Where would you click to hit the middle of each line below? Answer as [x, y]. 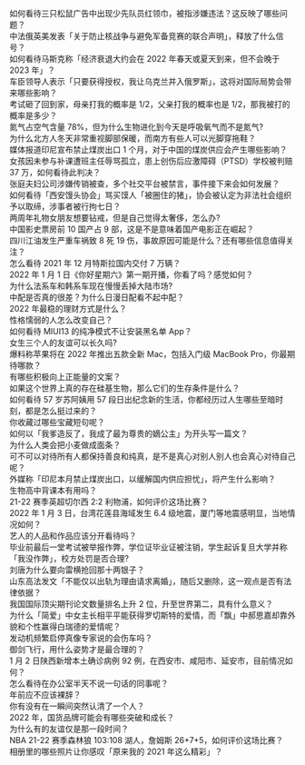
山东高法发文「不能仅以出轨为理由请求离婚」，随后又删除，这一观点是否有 [147, 581]
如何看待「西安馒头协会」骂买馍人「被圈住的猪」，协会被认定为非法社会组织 [151, 195]
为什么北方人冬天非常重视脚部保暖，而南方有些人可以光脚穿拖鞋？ [133, 138]
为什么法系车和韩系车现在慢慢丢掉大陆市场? [91, 286]
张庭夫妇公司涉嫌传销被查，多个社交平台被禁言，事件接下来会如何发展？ [144, 184]
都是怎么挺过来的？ [61, 411]
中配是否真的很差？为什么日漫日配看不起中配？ [97, 297]
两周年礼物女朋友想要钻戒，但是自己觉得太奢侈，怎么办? [115, 218]
